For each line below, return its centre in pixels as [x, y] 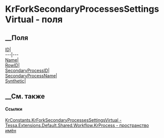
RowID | [12, 65]
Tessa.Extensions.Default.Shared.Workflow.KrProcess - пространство [77, 125]
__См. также [25, 96]
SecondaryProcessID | [27, 70]
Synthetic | [16, 81]
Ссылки [14, 109]
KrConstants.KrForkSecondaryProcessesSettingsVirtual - [63, 120]
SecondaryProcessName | [31, 76]
